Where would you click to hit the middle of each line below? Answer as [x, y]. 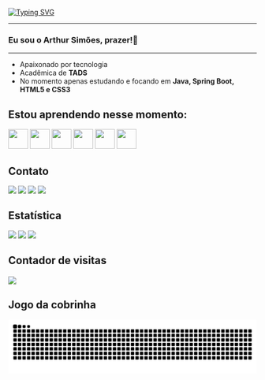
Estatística [35, 216]
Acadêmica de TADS [54, 73]
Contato [28, 171]
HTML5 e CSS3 [45, 90]
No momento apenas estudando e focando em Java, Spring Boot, [127, 81]
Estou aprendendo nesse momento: [98, 114]
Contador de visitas [58, 261]
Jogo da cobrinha [52, 305]
